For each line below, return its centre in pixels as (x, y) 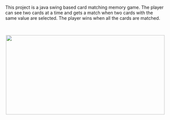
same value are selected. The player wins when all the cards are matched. (83, 18)
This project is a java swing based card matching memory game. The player (84, 7)
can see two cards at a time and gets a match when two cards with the (79, 13)
